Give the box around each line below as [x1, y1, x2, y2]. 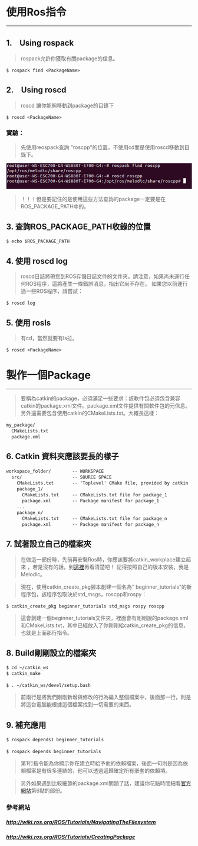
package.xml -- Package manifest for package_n [21, 521, 160, 527]
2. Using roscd [6, 85, 67, 95]
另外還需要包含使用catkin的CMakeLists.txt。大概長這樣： [20, 409, 160, 416]
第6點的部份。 [31, 787, 66, 795]
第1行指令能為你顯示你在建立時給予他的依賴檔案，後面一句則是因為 [20, 760, 183, 767]
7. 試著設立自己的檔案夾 [6, 539, 91, 549]
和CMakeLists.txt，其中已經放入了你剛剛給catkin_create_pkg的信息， [20, 622, 189, 629]
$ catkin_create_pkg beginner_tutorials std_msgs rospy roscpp [6, 603, 165, 609]
